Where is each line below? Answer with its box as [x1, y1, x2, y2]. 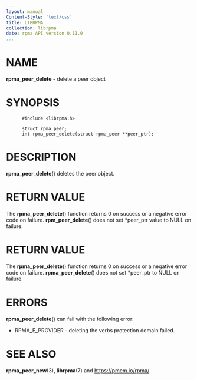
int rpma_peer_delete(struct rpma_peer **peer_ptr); [21, 131, 155, 137]
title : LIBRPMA [6, 19, 44, 25]
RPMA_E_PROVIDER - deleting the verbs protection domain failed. [14, 326, 175, 333]
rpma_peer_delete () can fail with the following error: [6, 315, 134, 322]
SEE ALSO [6, 347, 57, 361]
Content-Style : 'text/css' [6, 14, 73, 20]
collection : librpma [6, 25, 57, 31]
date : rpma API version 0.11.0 [6, 31, 83, 37]
